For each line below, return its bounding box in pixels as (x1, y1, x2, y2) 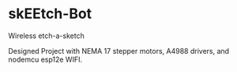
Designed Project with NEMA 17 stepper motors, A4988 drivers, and (8, 46, 230, 55)
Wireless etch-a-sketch (8, 31, 85, 40)
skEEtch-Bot (8, 5, 92, 23)
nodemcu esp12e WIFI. (8, 55, 83, 64)
